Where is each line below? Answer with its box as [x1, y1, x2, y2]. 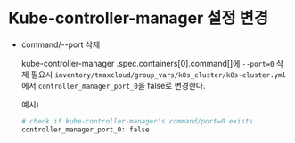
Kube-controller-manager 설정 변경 [8, 8, 269, 28]
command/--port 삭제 [20, 39, 101, 50]
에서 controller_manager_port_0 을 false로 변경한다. [20, 80, 206, 91]
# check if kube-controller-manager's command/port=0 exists [20, 116, 254, 125]
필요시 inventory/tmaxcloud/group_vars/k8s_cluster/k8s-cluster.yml [30, 68, 287, 80]
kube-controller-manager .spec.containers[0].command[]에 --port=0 [20, 58, 275, 68]
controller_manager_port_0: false [20, 125, 150, 134]
